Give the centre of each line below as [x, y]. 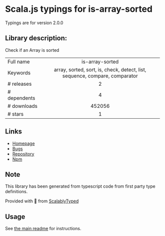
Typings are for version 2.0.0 [34, 23]
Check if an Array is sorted [32, 50]
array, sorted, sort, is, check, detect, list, [100, 69]
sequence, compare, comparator [100, 76]
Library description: [36, 38]
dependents [21, 98]
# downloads [23, 106]
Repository [23, 154]
